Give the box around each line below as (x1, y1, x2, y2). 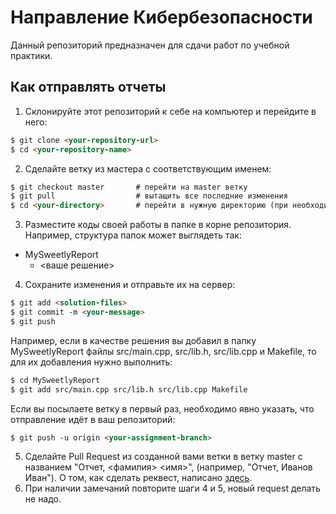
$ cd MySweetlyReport (10, 375, 101, 385)
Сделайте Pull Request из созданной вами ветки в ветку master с (24, 451, 303, 463)
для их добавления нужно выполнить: (10, 356, 173, 368)
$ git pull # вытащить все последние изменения (10, 191, 288, 201)
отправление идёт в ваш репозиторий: (10, 413, 176, 425)
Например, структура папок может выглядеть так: (24, 229, 242, 241)
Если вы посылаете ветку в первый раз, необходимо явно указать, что (10, 402, 315, 415)
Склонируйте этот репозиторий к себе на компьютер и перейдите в (24, 105, 317, 117)
